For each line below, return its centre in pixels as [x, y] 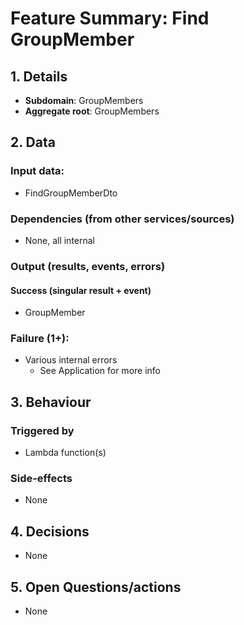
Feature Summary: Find [110, 18]
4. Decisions [50, 531]
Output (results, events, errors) [88, 266]
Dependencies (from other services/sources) [122, 219]
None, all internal [60, 240]
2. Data [33, 142]
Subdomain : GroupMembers [84, 100]
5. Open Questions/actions [96, 587]
